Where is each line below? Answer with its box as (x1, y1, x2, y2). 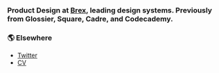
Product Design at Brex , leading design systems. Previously (7, 6, 213, 15)
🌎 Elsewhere (7, 33, 53, 43)
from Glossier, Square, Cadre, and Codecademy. (7, 14, 173, 23)
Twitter (17, 51, 38, 60)
